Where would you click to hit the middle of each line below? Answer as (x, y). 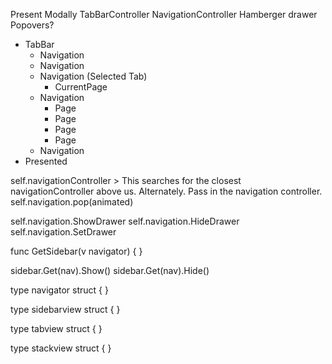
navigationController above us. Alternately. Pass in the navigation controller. (166, 191)
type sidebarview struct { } (65, 309)
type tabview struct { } (56, 328)
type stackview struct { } (61, 348)
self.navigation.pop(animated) (72, 202)
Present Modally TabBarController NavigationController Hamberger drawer (164, 14)
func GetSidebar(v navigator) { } (76, 251)
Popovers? (32, 25)
